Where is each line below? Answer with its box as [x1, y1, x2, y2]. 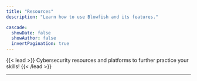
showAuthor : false [11, 36, 57, 41]
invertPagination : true [11, 41, 69, 47]
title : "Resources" [6, 8, 54, 15]
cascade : [6, 24, 28, 30]
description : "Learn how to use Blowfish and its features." [6, 14, 159, 20]
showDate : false [11, 30, 51, 36]
